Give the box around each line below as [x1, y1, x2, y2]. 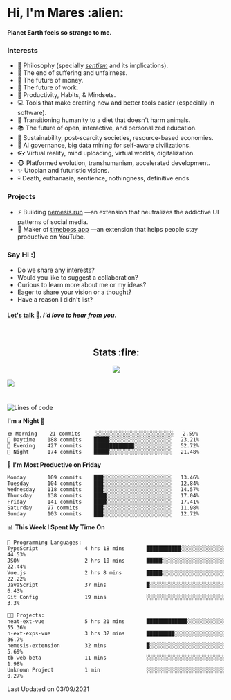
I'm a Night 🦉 [7, 416, 45, 425]
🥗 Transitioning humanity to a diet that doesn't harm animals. [17, 116, 191, 124]
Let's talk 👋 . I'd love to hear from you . [7, 311, 117, 320]
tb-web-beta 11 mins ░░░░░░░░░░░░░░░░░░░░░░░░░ [7, 654, 225, 661]
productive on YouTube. [17, 232, 86, 241]
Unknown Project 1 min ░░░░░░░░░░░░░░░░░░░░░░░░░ [7, 666, 225, 674]
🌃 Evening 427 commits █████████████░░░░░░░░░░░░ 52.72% [7, 442, 199, 449]
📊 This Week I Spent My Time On [7, 522, 105, 531]
